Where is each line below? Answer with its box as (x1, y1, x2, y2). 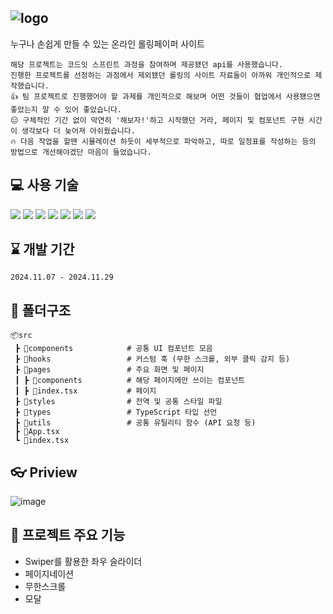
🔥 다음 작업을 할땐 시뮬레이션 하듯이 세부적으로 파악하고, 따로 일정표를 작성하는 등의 (10, 136, 317, 146)
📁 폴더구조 (10, 302, 72, 319)
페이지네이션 (24, 567, 75, 580)
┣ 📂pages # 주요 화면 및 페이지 (14, 365, 205, 375)
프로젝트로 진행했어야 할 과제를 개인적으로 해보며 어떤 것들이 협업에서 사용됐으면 (33, 91, 321, 101)
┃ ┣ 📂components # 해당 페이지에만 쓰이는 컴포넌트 (14, 376, 246, 386)
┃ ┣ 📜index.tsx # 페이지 (14, 386, 157, 396)
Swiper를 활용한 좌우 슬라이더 (24, 555, 143, 567)
